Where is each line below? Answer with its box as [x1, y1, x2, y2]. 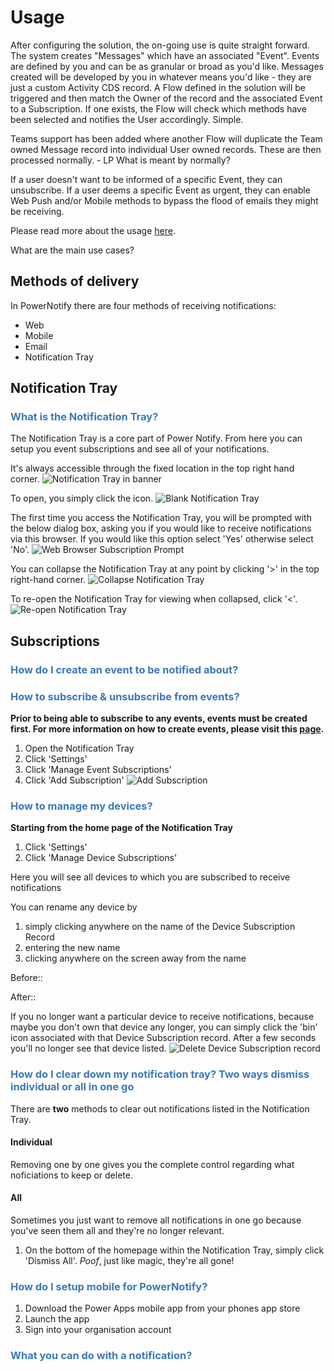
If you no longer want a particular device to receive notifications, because [10, 1011, 315, 1023]
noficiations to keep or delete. [10, 1169, 133, 1181]
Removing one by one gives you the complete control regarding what [10, 1158, 295, 1170]
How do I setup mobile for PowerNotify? [10, 1279, 208, 1293]
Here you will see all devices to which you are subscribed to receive [10, 871, 291, 883]
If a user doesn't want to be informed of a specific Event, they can [10, 173, 283, 185]
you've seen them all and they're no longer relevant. [10, 1225, 225, 1237]
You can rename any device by [10, 901, 138, 913]
